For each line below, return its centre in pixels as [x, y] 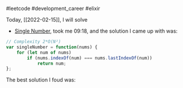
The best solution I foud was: [41, 80]
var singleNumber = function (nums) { [52, 47]
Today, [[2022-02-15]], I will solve [47, 20]
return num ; [52, 64]
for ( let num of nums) [44, 52]
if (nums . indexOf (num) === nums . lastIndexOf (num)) [90, 58]
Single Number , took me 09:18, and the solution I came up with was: [96, 31]
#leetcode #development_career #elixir [53, 8]
